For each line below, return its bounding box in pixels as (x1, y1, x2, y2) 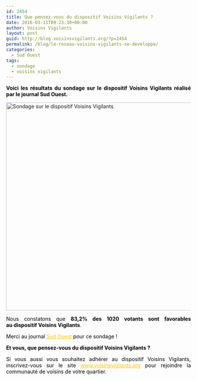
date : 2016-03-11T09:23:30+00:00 (6, 19, 88, 25)
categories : (6, 47, 35, 53)
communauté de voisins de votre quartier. (6, 368, 107, 375)
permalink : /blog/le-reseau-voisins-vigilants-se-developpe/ (6, 42, 159, 47)
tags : (6, 57, 19, 63)
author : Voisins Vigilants (6, 25, 72, 31)
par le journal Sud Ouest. (6, 91, 68, 98)
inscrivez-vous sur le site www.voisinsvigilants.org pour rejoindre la (6, 362, 192, 369)
